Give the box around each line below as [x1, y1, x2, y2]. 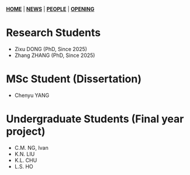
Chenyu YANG [14, 92, 50, 99]
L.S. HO [14, 163, 33, 170]
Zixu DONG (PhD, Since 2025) [14, 45, 88, 52]
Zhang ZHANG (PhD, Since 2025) [14, 52, 95, 59]
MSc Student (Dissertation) [6, 72, 142, 86]
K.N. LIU [14, 150, 35, 157]
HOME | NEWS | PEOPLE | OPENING [6, 6, 95, 12]
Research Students [6, 26, 101, 39]
